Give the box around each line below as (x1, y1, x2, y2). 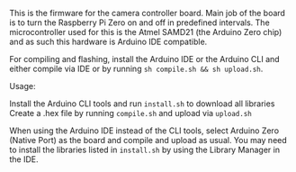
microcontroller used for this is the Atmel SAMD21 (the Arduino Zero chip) (9, 27, 283, 37)
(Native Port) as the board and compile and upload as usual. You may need (9, 135, 288, 145)
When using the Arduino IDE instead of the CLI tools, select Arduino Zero (9, 125, 280, 136)
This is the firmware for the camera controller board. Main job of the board (9, 8, 286, 18)
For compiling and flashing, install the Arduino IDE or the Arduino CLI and (9, 54, 281, 64)
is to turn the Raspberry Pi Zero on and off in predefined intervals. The (9, 17, 270, 28)
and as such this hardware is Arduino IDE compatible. (9, 36, 208, 47)
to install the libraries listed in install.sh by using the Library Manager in (9, 144, 281, 155)
